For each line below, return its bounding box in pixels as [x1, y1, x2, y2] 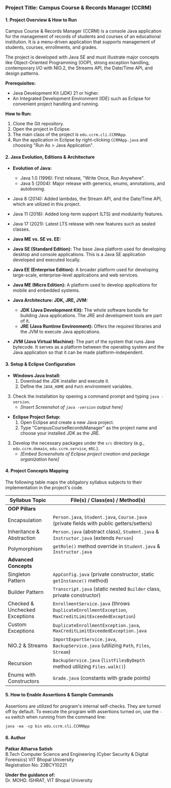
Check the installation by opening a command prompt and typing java [12, 393, 159, 399]
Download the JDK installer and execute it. [20, 378, 109, 384]
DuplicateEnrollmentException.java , [52, 622, 140, 629]
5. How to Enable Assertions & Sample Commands [5, 692, 113, 698]
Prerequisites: [5, 80, 36, 87]
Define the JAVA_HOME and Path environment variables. [20, 383, 133, 389]
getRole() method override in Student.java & [52, 543, 160, 550]
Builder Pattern [8, 588, 44, 596]
